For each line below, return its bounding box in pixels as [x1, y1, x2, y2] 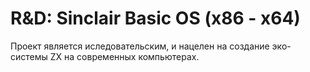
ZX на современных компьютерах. [49, 50, 200, 62]
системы [10, 50, 48, 62]
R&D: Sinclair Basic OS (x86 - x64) [10, 7, 301, 30]
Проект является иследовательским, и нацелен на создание [10, 40, 270, 52]
